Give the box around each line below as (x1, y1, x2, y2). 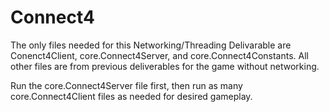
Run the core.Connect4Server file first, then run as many (10, 79, 243, 91)
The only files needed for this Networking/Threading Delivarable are (10, 39, 292, 51)
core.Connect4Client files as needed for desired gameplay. (10, 90, 253, 102)
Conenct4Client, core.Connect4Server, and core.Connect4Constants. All (10, 49, 309, 61)
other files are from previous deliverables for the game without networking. (10, 60, 320, 72)
